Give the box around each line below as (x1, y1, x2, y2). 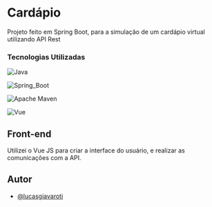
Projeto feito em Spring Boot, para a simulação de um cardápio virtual (7, 28, 205, 36)
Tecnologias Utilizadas (7, 52, 86, 61)
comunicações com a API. (7, 154, 81, 162)
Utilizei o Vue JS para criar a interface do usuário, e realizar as (7, 146, 185, 155)
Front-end (7, 128, 52, 139)
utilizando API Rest (7, 34, 61, 43)
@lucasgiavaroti (17, 192, 64, 200)
